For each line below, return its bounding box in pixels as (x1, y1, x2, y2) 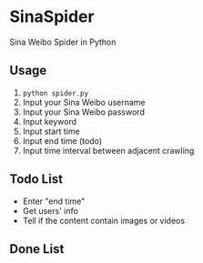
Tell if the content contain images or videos (22, 215, 185, 226)
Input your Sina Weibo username (22, 96, 146, 107)
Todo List (9, 171, 64, 187)
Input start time (22, 126, 80, 137)
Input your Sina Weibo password (22, 106, 146, 117)
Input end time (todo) (22, 135, 103, 147)
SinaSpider (9, 6, 95, 27)
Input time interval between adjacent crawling (22, 145, 195, 156)
